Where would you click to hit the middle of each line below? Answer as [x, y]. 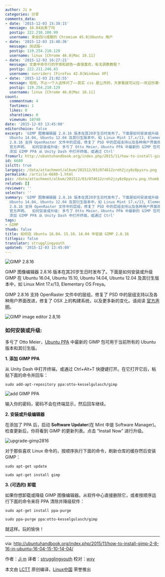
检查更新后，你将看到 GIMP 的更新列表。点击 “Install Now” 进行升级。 [76, 431]
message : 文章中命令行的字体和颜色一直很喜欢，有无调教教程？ [65, 64]
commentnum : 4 [24, 101]
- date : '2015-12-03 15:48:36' [37, 42]
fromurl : [14, 156]
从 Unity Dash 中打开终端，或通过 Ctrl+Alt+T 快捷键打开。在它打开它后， [79, 369]
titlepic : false [22, 239]
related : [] [17, 184]
